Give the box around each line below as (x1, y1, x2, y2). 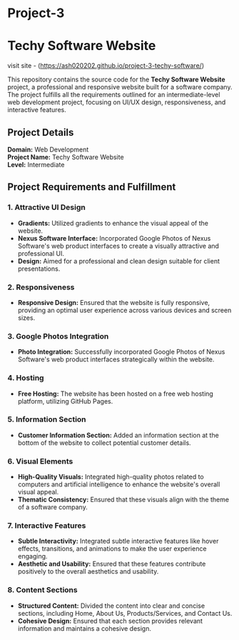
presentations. (17, 264, 61, 273)
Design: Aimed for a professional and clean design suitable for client (17, 256, 220, 265)
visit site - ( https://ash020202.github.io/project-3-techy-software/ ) (7, 61, 205, 70)
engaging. (17, 552, 48, 561)
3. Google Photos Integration (7, 331, 109, 341)
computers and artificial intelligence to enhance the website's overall (17, 480, 220, 489)
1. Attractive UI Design (7, 202, 86, 212)
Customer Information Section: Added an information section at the (17, 431, 219, 439)
